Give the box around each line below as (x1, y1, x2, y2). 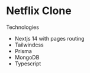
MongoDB (14, 54, 40, 61)
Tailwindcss (14, 41, 44, 48)
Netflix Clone (6, 4, 72, 18)
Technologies (6, 24, 40, 31)
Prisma (14, 47, 33, 54)
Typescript (14, 60, 41, 67)
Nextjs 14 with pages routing (14, 35, 85, 42)
